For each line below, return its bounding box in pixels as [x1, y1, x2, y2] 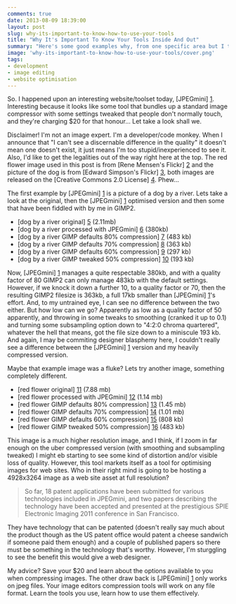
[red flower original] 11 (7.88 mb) [17, 386, 111, 394]
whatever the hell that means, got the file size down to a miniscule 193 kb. [7, 328, 221, 337]
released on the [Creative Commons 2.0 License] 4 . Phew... [7, 176, 180, 184]
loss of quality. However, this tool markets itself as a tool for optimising [7, 459, 212, 467]
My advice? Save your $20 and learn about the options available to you [7, 567, 214, 575]
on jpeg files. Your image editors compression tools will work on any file [7, 582, 216, 590]
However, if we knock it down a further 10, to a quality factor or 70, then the [7, 284, 226, 292]
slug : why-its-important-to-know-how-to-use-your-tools [7, 29, 174, 37]
